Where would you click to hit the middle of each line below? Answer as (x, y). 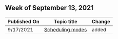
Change (101, 21)
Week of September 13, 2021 (49, 8)
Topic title (65, 21)
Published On (24, 21)
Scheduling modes (66, 29)
